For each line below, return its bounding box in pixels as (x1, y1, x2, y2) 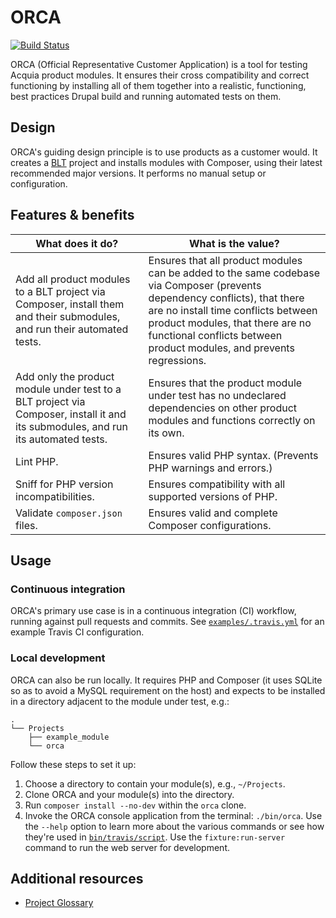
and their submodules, (15, 309, 121, 323)
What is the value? (188, 236, 280, 250)
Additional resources (10, 870, 144, 887)
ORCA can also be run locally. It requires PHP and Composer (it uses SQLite (10, 674, 323, 686)
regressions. (148, 353, 207, 367)
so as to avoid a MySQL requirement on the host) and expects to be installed (10, 684, 326, 696)
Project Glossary (24, 897, 94, 909)
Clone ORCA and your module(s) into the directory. (24, 788, 235, 800)
